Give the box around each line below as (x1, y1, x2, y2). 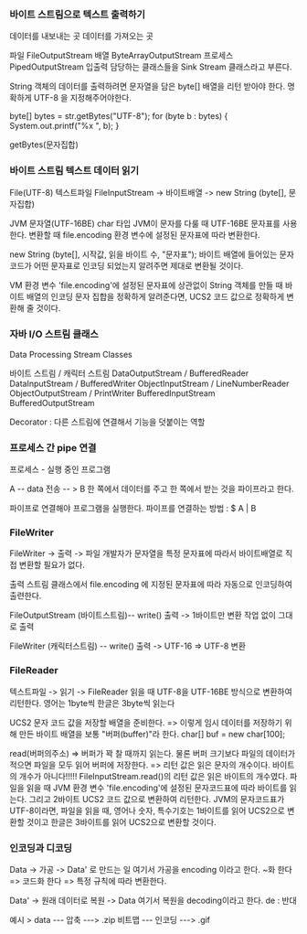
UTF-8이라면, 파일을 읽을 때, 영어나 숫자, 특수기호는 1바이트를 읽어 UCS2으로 (9, 805, 285, 816)
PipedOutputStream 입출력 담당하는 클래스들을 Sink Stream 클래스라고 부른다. (9, 61, 292, 72)
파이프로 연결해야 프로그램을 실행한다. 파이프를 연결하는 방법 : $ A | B (9, 503, 257, 514)
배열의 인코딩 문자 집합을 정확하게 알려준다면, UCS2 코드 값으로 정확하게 (26, 291, 285, 302)
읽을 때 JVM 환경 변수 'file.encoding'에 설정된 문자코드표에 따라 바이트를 (26, 782, 288, 793)
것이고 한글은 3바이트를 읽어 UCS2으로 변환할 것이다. (26, 816, 217, 827)
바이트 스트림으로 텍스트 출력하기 (9, 7, 146, 20)
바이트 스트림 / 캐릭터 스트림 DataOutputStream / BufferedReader (9, 368, 249, 379)
